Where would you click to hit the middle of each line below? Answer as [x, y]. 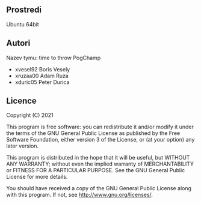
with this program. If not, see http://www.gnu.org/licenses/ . [80, 195]
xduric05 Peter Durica [42, 82]
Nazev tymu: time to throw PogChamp [54, 58]
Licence [22, 101]
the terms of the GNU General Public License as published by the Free [93, 133]
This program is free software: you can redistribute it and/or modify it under [100, 127]
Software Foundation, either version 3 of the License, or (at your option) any [100, 140]
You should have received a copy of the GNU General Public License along [99, 188]
